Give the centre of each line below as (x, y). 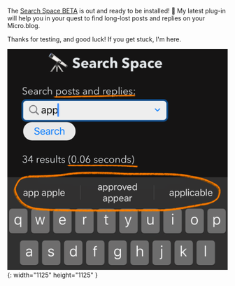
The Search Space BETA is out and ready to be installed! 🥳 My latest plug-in (116, 11)
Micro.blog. (24, 26)
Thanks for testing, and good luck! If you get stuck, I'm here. (94, 39)
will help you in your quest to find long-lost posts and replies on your (106, 18)
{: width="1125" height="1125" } (52, 275)
